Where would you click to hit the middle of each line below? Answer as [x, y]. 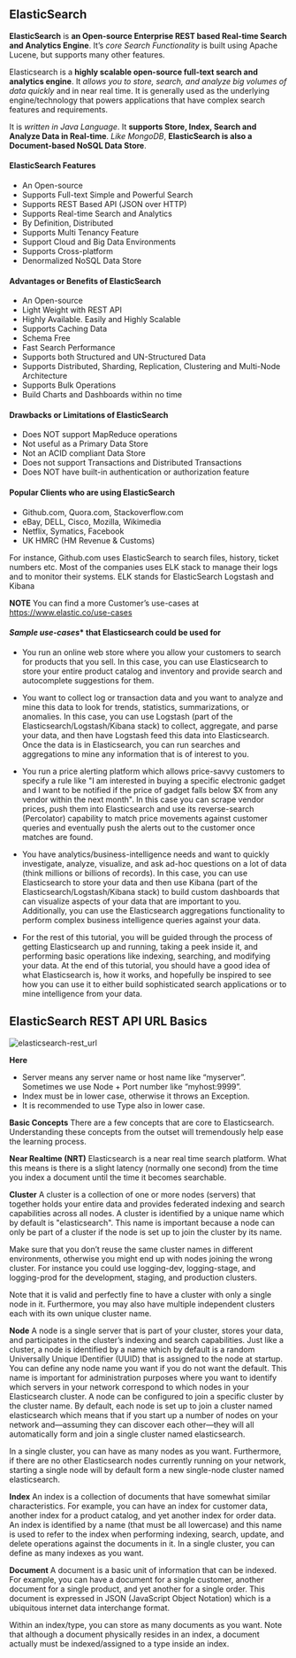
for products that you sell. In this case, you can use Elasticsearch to [145, 661]
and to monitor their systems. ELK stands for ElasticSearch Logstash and [141, 576]
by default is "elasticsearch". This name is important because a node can [142, 1222]
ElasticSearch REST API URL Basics [108, 1022]
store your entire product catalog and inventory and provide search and [152, 671]
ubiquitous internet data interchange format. [90, 1608]
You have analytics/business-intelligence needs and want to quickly [145, 854]
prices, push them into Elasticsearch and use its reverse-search [138, 808]
